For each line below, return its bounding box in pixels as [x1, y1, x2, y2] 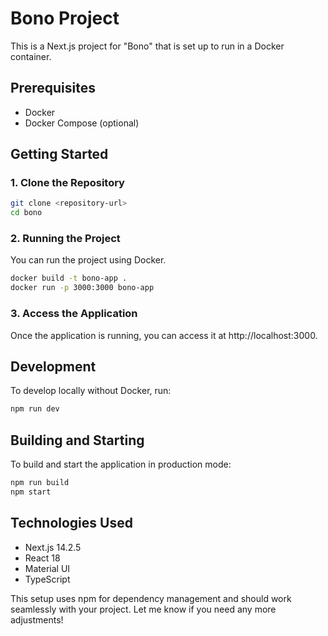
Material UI [24, 562, 71, 574]
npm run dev [10, 404, 60, 414]
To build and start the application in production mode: [10, 458, 232, 471]
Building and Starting [10, 432, 145, 449]
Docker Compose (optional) [24, 117, 140, 129]
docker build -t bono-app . [10, 273, 128, 284]
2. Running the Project [10, 232, 121, 246]
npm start [10, 487, 52, 497]
